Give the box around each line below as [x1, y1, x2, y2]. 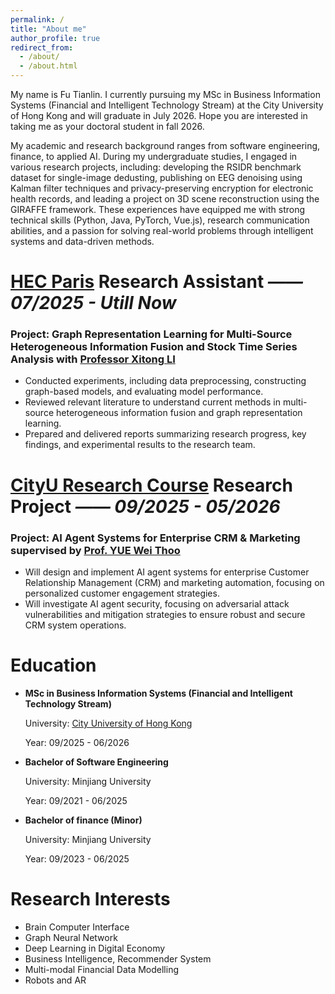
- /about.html [19, 61, 78, 71]
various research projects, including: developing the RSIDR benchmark [10, 161, 302, 173]
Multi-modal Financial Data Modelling [24, 963, 180, 975]
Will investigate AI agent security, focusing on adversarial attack [24, 597, 290, 610]
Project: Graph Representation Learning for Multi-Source [10, 327, 293, 341]
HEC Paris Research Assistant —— [10, 271, 303, 293]
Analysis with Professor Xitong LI [10, 352, 176, 366]
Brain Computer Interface [24, 921, 130, 933]
